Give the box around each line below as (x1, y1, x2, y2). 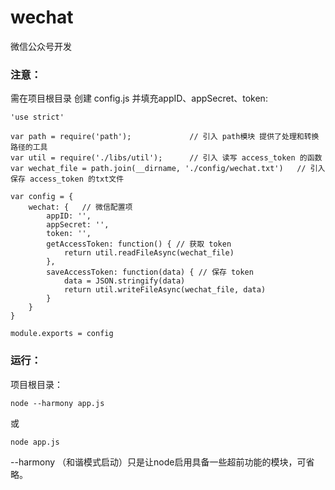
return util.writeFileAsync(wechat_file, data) (63, 285, 267, 295)
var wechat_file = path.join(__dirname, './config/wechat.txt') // (10, 164, 307, 174)
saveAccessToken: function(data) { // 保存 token (46, 267, 254, 278)
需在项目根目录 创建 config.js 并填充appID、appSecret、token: (10, 92, 268, 105)
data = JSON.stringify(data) (63, 276, 186, 286)
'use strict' (10, 112, 65, 123)
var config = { (10, 192, 74, 202)
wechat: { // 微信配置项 (28, 202, 133, 213)
